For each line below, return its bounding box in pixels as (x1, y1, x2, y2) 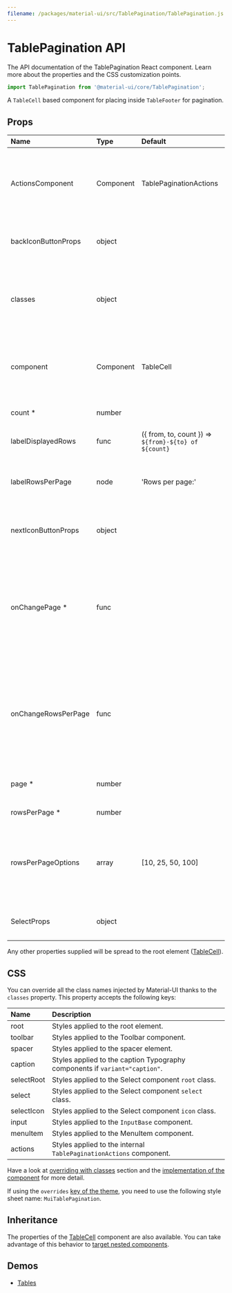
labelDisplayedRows (10, 437, 76, 446)
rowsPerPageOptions (10, 858, 80, 867)
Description (51, 1010, 92, 1020)
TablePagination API (7, 39, 126, 55)
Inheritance (7, 1214, 58, 1226)
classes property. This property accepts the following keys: (7, 993, 176, 1002)
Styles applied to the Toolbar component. (51, 1033, 186, 1042)
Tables (17, 1278, 37, 1287)
